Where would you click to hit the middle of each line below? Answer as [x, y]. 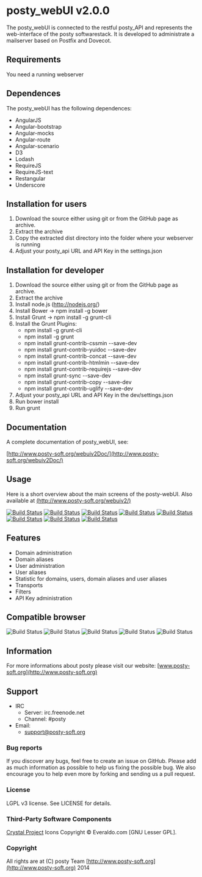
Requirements [34, 59]
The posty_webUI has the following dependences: [69, 108]
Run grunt [28, 408]
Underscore [30, 185]
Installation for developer [55, 270]
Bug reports [24, 748]
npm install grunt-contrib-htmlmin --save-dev [81, 363]
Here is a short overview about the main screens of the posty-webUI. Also [99, 494]
